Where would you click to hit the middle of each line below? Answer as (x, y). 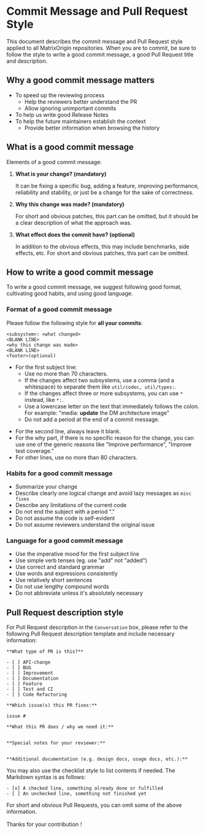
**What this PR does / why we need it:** (60, 727)
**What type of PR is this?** (45, 652)
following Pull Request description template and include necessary (91, 634)
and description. (27, 61)
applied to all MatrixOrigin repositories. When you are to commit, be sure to (101, 48)
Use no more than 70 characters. (66, 374)
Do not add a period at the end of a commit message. (92, 419)
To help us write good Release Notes (62, 114)
